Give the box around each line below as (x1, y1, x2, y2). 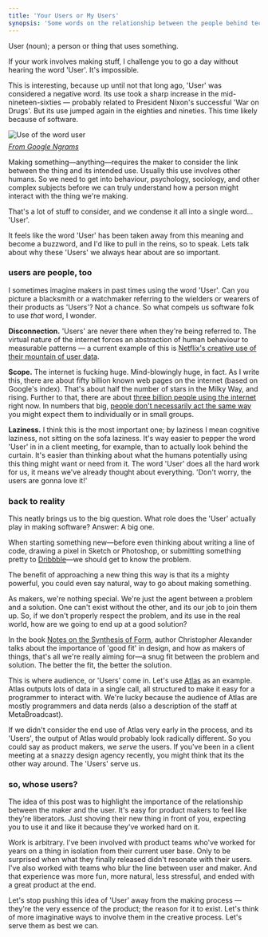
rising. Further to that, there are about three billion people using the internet (8, 392, 257, 402)
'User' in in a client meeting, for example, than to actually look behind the (8, 442, 249, 451)
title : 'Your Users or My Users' (8, 11, 120, 20)
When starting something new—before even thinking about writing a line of (8, 537, 255, 547)
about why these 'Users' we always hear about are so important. (8, 247, 221, 257)
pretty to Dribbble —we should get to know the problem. (8, 555, 191, 565)
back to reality (8, 495, 65, 506)
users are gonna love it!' (8, 475, 88, 485)
